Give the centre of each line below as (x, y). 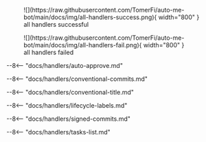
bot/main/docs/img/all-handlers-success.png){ (90, 17)
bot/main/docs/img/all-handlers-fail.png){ (83, 45)
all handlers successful (56, 24)
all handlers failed (49, 52)
